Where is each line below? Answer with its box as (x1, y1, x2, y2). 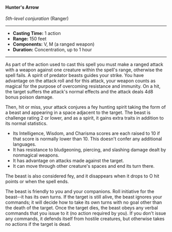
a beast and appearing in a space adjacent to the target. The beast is (5, 109, 151, 115)
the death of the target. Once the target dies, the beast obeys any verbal (5, 205, 158, 211)
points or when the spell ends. (5, 179, 69, 185)
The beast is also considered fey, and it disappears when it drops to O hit (5, 173, 160, 179)
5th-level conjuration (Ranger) (5, 15, 69, 22)
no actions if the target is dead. (5, 221, 71, 227)
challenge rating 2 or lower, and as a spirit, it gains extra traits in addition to (5, 115, 164, 121)
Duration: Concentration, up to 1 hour (12, 47, 92, 53)
